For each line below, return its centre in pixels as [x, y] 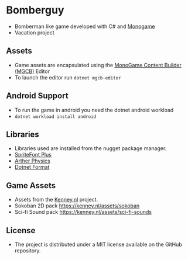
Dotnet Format [32, 167]
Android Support [37, 96]
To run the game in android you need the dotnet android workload [94, 110]
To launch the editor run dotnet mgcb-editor [68, 77]
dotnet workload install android [55, 117]
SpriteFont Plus [33, 155]
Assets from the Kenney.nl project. [56, 200]
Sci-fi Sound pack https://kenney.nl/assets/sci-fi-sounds [83, 212]
